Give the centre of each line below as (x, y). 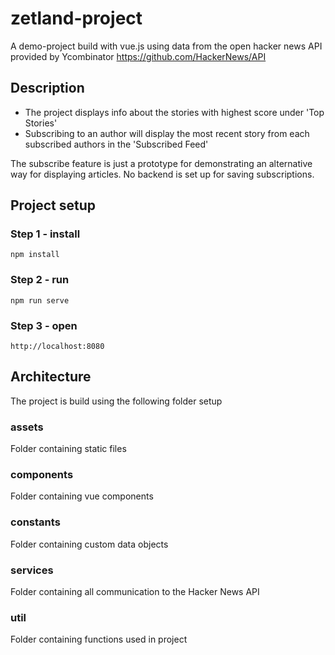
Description (47, 88)
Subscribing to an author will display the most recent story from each (167, 133)
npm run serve (40, 300)
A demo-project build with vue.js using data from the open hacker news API (166, 46)
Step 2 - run (40, 280)
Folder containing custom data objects (89, 544)
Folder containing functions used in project (99, 639)
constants (35, 522)
